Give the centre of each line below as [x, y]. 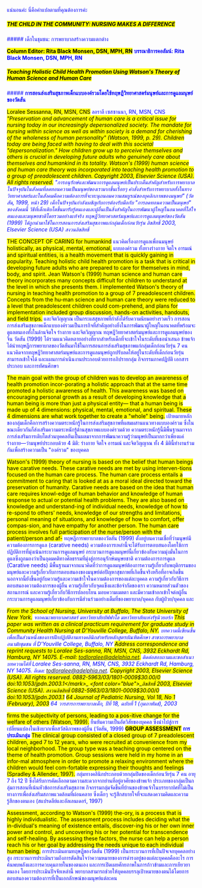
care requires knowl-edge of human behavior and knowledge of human [95, 493]
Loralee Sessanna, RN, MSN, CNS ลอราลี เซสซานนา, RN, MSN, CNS [86, 112]
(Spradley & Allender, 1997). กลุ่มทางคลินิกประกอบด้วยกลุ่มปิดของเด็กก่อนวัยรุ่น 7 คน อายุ [101, 773]
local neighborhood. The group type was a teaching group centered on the [99, 748]
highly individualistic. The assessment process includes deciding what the [99, 819]
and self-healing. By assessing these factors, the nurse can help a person [98, 838]
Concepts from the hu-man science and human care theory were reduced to [101, 299]
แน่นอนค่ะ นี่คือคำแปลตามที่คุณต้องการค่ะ [47, 10]
